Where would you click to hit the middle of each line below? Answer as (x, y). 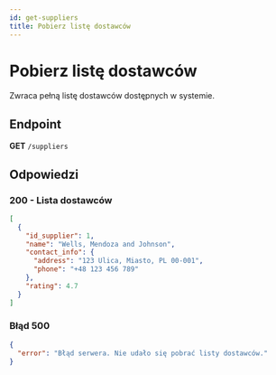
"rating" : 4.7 (52, 286)
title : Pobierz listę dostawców (70, 26)
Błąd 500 (30, 326)
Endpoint (35, 124)
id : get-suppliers (44, 18)
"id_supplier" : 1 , (60, 236)
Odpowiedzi (44, 174)
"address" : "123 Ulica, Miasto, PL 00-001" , (118, 261)
